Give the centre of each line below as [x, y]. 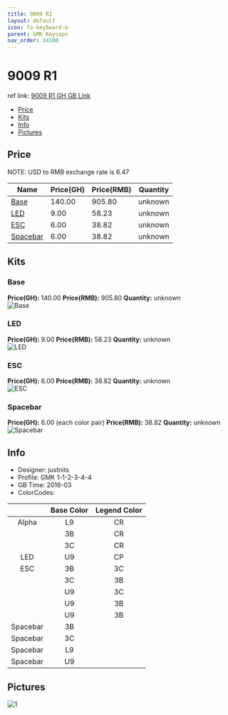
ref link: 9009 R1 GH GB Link [49, 96]
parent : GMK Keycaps [38, 34]
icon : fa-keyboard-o [38, 27]
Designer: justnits [43, 470]
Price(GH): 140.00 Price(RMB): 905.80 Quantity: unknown [94, 298]
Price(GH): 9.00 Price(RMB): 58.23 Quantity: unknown [89, 339]
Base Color [69, 510]
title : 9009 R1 [30, 14]
